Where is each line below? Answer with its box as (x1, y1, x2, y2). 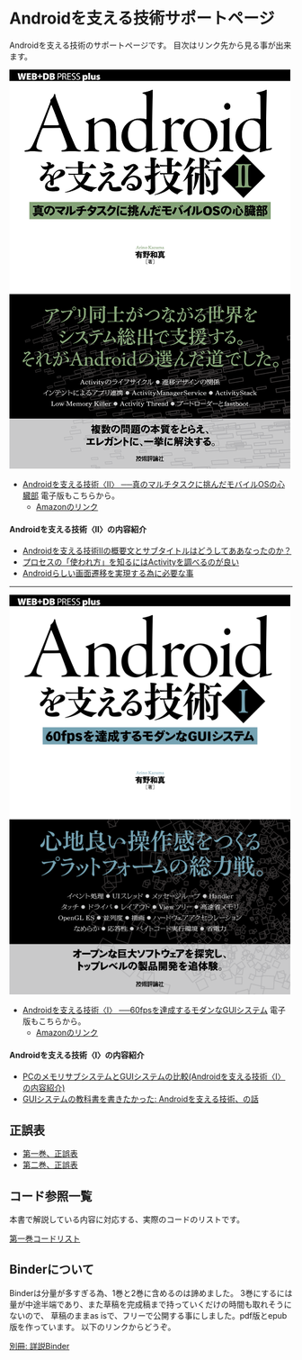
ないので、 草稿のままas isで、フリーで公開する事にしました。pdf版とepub (9, 1310, 288, 1320)
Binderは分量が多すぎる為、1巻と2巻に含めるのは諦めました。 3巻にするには (9, 1287, 293, 1298)
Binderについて (9, 1262, 94, 1277)
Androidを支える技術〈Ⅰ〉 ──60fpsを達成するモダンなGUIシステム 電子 (22, 1005, 286, 1016)
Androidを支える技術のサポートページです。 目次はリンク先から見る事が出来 (9, 40, 292, 50)
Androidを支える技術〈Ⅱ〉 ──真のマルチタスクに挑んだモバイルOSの (22, 478, 278, 489)
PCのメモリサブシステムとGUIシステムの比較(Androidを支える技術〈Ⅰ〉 (22, 1071, 286, 1082)
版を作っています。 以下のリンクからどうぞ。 (9, 1321, 176, 1332)
